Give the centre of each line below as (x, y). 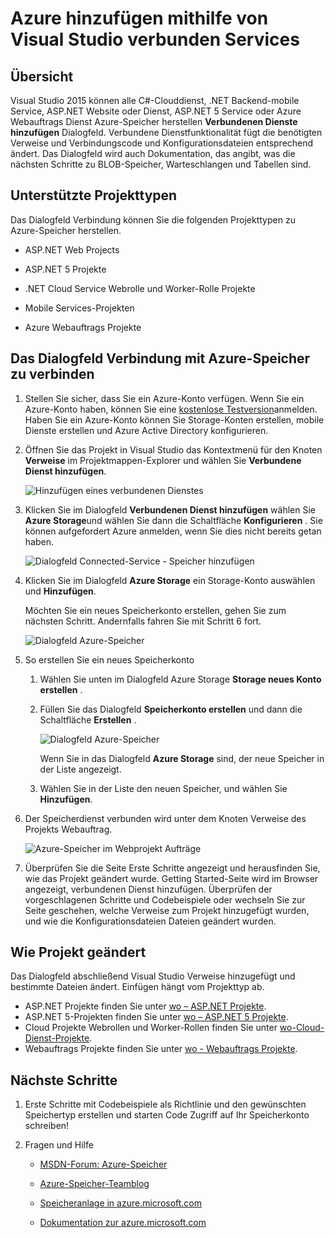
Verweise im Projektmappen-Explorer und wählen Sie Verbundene (163, 460)
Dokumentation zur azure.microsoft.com (123, 1223)
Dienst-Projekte (57, 1038)
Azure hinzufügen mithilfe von (139, 18)
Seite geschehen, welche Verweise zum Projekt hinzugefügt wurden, (167, 910)
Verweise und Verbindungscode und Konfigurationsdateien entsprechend (162, 143)
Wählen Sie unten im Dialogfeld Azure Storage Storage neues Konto (180, 679)
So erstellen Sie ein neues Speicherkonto (109, 659)
